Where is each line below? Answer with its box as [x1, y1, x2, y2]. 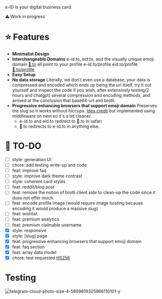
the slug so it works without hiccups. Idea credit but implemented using [12, 108, 155, 113]
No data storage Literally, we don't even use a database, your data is [12, 76, 150, 82]
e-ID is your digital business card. [5, 4, 72, 10]
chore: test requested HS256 [12, 255, 70, 261]
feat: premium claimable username [12, 222, 81, 228]
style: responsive [12, 227, 47, 233]
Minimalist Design [12, 51, 49, 56]
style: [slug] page [12, 233, 48, 239]
